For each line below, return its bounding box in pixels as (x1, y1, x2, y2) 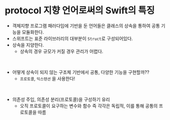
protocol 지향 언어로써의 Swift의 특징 (5, 5, 155, 16)
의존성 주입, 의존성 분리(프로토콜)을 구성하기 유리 (12, 96, 111, 103)
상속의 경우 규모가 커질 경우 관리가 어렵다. (19, 48, 103, 54)
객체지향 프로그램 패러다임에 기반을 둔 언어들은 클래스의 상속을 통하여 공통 (12, 23, 160, 29)
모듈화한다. (22, 29, 44, 35)
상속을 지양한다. (12, 42, 44, 48)
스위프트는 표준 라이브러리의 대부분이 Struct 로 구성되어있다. (12, 35, 133, 42)
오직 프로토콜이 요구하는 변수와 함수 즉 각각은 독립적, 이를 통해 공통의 (19, 103, 158, 109)
